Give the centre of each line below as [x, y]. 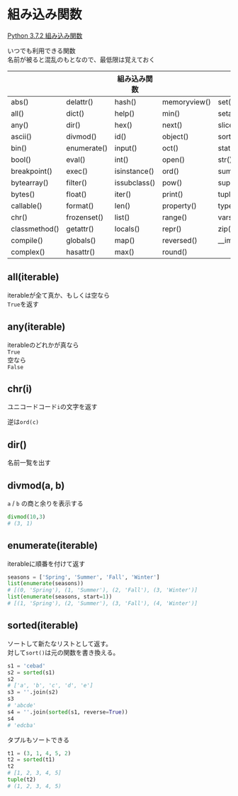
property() [179, 205]
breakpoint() [32, 171]
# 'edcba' [22, 725]
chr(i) [20, 389]
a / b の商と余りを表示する [45, 503]
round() [175, 251]
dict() [75, 113]
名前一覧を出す [29, 463]
